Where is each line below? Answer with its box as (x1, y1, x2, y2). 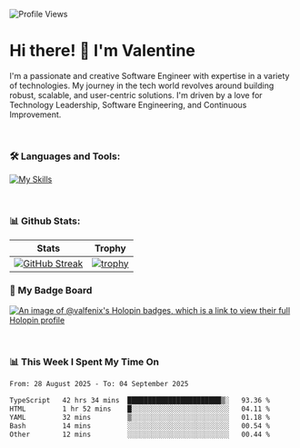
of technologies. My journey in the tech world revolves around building (9, 80, 275, 91)
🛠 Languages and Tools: (9, 150, 121, 163)
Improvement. (9, 109, 62, 120)
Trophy (94, 242, 126, 254)
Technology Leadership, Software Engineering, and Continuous (9, 99, 247, 110)
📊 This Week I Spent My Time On (9, 355, 159, 368)
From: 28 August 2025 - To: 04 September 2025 (9, 380, 189, 389)
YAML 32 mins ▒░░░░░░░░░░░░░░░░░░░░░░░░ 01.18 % (9, 413, 271, 422)
